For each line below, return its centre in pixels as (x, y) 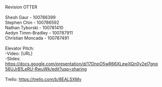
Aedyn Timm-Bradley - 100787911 (39, 33)
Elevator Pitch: (20, 48)
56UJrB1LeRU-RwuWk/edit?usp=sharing (46, 69)
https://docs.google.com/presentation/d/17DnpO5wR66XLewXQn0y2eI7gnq (81, 64)
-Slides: (13, 59)
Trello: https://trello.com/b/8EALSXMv (43, 79)
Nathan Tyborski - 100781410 (34, 28)
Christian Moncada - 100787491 (37, 38)
